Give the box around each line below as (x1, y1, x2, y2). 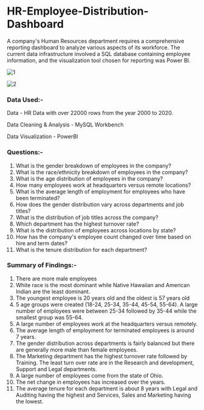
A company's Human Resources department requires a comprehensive (7, 37, 185, 44)
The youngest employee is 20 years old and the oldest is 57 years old (15, 294, 190, 302)
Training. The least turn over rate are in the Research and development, (15, 359, 195, 366)
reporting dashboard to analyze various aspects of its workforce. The (7, 44, 181, 51)
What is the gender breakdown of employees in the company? (15, 162, 172, 169)
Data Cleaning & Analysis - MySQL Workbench (7, 121, 124, 128)
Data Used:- (7, 96, 44, 104)
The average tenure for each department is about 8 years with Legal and (15, 384, 198, 392)
